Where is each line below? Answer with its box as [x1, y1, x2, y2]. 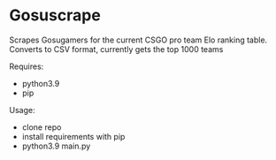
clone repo [21, 121, 62, 133]
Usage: [9, 104, 35, 115]
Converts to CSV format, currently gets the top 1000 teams [9, 43, 224, 54]
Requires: [9, 61, 44, 72]
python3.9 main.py [21, 141, 91, 151]
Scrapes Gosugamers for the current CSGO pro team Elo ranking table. [9, 34, 268, 45]
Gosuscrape [9, 5, 102, 26]
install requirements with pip [21, 131, 126, 141]
